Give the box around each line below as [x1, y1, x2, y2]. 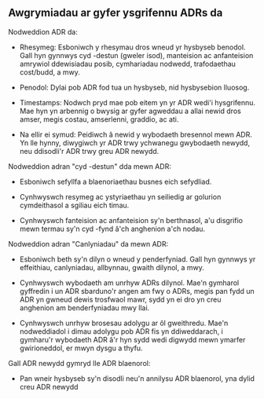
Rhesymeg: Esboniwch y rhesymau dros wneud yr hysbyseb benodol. [19, 42, 246, 52]
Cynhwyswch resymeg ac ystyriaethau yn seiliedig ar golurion [19, 192, 222, 201]
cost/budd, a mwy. [19, 67, 80, 77]
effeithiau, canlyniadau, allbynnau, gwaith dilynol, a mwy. [19, 262, 204, 272]
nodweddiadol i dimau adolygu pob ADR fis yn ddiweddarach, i [19, 326, 224, 336]
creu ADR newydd [19, 382, 79, 391]
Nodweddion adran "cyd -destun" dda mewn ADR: [8, 161, 171, 171]
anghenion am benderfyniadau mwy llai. [19, 302, 150, 313]
